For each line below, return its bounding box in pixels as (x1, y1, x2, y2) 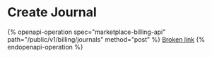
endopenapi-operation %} (7, 42, 83, 51)
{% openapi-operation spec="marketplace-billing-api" (7, 28, 166, 36)
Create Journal (7, 4, 97, 21)
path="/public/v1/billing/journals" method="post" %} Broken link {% (7, 35, 205, 43)
